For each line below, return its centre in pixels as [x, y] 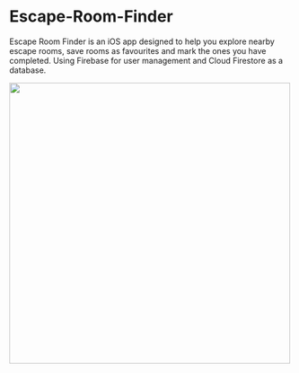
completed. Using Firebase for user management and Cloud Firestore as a [146, 60]
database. [28, 70]
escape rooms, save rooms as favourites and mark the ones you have [138, 50]
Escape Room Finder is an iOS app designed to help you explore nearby [142, 41]
